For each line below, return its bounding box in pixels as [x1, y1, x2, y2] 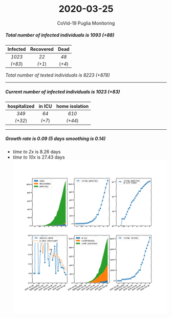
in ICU [38, 103, 52, 109]
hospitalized [7, 103, 35, 109]
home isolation [56, 103, 89, 109]
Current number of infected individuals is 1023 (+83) [5, 89, 120, 95]
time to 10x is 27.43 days [12, 154, 65, 160]
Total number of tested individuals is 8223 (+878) [5, 72, 110, 78]
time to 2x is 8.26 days [12, 148, 61, 154]
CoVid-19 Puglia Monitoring [57, 20, 115, 26]
